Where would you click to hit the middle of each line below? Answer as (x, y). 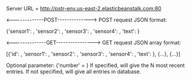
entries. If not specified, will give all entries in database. (74, 72)
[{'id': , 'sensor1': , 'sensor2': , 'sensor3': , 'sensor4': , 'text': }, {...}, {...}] (93, 54)
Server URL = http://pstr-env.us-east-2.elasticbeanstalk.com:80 (84, 9)
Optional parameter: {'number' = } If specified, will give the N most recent (95, 65)
